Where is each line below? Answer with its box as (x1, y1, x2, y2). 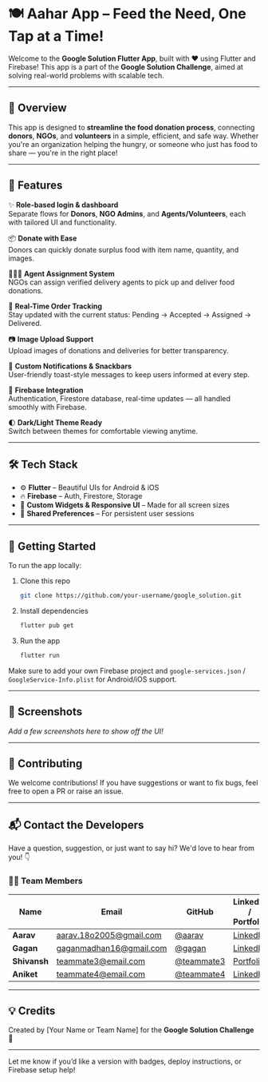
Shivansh (12, 955, 49, 966)
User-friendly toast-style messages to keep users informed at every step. (8, 369, 250, 379)
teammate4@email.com (56, 969, 146, 980)
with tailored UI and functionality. (8, 217, 117, 227)
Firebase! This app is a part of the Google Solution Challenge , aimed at (8, 62, 243, 71)
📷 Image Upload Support (8, 334, 94, 344)
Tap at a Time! (8, 27, 104, 46)
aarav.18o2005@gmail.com (56, 929, 162, 941)
